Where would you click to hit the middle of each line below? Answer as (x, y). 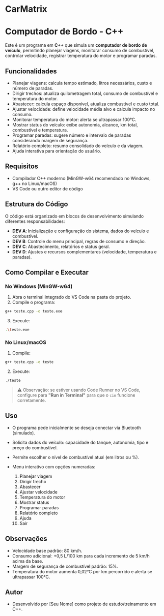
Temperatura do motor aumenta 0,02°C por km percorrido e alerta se (82, 571)
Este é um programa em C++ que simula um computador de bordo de (76, 45)
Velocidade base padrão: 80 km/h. (47, 551)
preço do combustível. (35, 447)
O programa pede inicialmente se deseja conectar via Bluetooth (77, 428)
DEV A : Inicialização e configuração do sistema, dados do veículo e (81, 231)
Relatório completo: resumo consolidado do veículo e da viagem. (78, 146)
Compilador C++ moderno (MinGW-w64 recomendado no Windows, (82, 178)
